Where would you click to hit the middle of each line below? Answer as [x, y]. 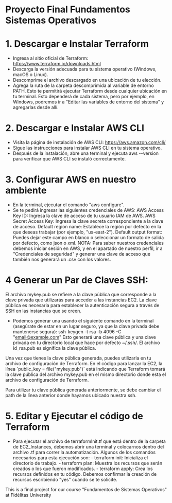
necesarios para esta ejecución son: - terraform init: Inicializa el [80, 457]
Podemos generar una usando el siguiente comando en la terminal [83, 320]
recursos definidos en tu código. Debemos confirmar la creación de [85, 474]
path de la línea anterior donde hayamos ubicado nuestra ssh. [71, 395]
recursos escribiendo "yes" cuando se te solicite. [65, 479]
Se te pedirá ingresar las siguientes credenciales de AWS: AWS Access [88, 210]
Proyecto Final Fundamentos [68, 10]
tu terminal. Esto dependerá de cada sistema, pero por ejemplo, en [83, 97]
